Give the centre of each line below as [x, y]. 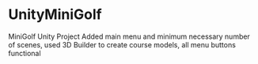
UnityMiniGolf [55, 15]
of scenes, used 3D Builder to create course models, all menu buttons [122, 44]
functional [25, 53]
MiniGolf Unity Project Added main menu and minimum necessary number [129, 36]
